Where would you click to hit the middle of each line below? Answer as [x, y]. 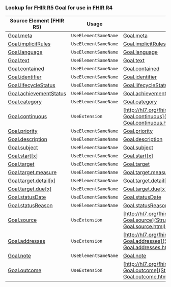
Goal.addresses [27, 241]
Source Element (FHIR [37, 21]
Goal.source [22, 220]
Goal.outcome [25, 270]
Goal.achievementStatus [37, 94]
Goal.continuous [27, 117]
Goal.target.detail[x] [32, 181]
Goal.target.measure [32, 173]
